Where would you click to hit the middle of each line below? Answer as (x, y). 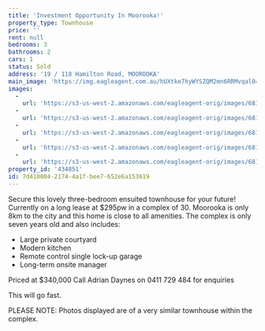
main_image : (28, 81)
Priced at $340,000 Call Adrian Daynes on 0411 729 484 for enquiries (121, 280)
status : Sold (30, 67)
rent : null (26, 37)
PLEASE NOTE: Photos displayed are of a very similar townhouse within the (130, 310)
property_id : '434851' (45, 169)
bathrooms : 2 (30, 52)
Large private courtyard (58, 239)
